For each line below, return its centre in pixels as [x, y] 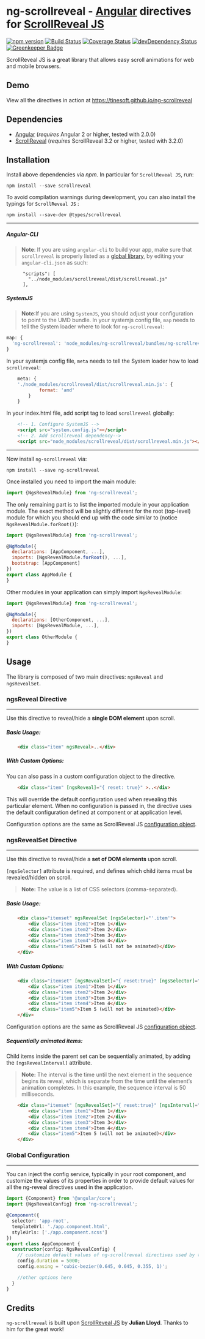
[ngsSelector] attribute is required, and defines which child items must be [99, 870]
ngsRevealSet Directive [42, 840]
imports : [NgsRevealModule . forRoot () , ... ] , [69, 558]
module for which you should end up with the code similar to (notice [92, 517]
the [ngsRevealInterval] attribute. [49, 1063]
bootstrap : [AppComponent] [46, 564]
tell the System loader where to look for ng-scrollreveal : [93, 326]
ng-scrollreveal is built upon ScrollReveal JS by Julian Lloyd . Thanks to [97, 1323]
